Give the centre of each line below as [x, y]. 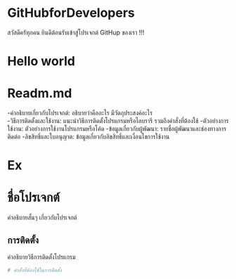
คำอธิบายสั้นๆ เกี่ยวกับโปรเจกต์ [42, 218]
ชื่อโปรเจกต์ [33, 197]
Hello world [41, 61]
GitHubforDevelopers [71, 13]
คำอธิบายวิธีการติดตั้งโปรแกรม [41, 257]
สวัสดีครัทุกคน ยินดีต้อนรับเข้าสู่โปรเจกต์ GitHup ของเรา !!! [76, 32]
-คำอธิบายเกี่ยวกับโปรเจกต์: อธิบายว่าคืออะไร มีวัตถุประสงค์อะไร [80, 113]
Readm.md [40, 93]
